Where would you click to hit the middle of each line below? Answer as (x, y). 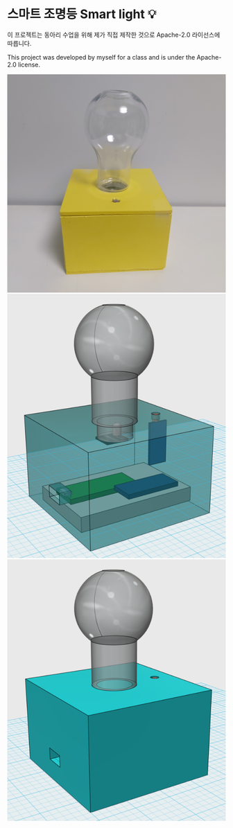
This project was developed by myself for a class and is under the (101, 57)
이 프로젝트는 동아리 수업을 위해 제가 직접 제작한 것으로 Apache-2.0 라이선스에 (114, 35)
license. (29, 64)
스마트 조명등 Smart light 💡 (82, 14)
